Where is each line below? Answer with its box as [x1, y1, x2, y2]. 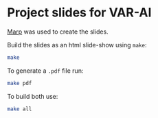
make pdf [7, 80, 32, 86]
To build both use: [7, 92, 58, 100]
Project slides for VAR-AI [7, 5, 152, 21]
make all [7, 105, 32, 113]
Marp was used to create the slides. [7, 27, 109, 36]
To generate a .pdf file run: [7, 67, 84, 75]
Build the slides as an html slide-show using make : [7, 40, 147, 49]
